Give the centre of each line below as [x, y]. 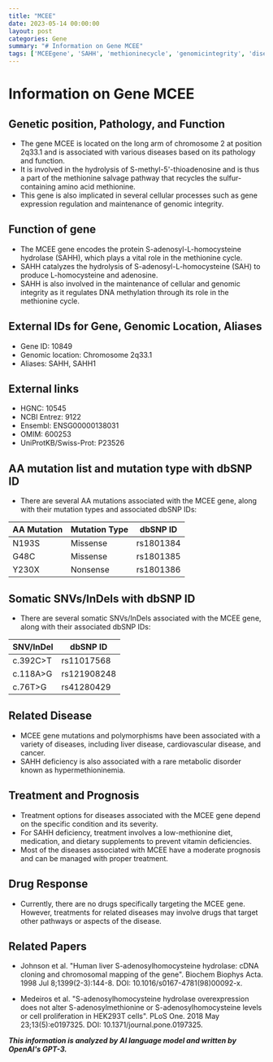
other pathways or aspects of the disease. [91, 921]
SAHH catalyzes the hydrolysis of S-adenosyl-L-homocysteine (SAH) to [140, 266]
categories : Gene [38, 39]
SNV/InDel [33, 647]
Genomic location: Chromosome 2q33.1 [86, 355]
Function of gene [52, 230]
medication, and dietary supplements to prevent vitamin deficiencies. [136, 841]
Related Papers [48, 946]
